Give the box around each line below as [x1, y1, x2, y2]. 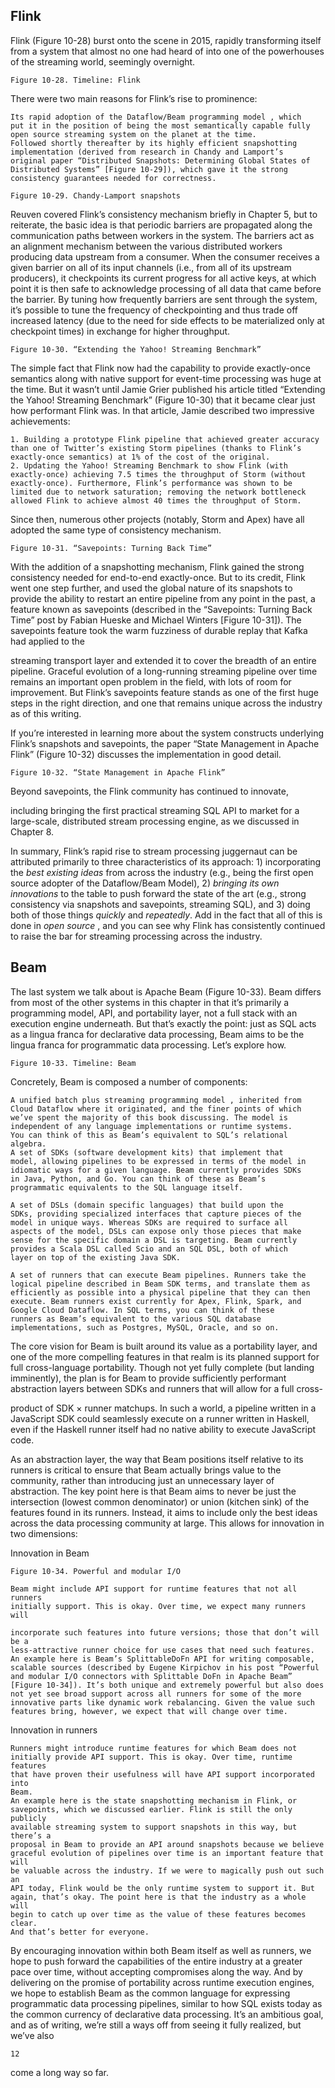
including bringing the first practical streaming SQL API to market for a [10, 804, 300, 816]
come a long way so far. [10, 2066, 110, 2078]
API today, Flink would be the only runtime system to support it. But [10, 1883, 315, 1893]
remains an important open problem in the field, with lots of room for [10, 675, 292, 688]
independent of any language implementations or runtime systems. [10, 1121, 293, 1131]
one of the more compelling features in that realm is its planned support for [10, 1350, 320, 1363]
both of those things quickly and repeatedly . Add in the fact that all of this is [10, 909, 323, 921]
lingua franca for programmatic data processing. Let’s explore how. [10, 1039, 287, 1051]
